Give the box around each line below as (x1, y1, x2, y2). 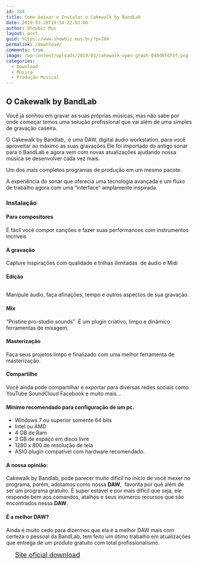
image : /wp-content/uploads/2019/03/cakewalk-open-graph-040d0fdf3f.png (6, 53, 189, 58)
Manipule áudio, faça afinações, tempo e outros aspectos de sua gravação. (6, 291, 189, 298)
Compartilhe (6, 370, 38, 378)
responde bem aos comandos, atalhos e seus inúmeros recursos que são (6, 494, 184, 501)
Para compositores (6, 213, 54, 220)
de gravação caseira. (6, 125, 58, 132)
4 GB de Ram (14, 429, 47, 436)
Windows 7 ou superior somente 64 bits (14, 417, 112, 424)
